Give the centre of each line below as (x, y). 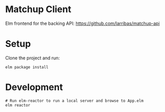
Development (34, 87)
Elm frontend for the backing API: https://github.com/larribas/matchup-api (82, 23)
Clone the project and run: (32, 58)
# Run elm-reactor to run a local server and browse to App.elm (74, 101)
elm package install (27, 67)
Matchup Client (38, 9)
